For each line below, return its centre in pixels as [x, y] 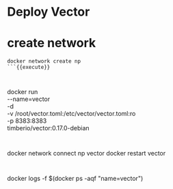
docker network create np [44, 61]
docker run [23, 92]
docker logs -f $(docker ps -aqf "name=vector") [75, 179]
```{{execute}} [29, 68]
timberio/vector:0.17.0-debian [49, 128]
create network [52, 43]
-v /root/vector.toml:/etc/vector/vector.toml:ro [71, 114]
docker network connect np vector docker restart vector [86, 154]
